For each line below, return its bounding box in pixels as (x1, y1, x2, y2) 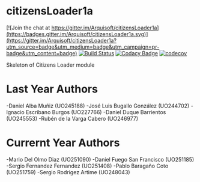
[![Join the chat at (6, 24, 50, 31)
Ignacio (6, 108, 25, 115)
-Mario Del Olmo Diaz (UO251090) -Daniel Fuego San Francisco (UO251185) (6, 156, 195, 163)
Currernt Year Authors (6, 136, 120, 150)
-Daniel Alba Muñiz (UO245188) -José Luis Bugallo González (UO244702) (6, 102, 190, 109)
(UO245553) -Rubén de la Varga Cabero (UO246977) (6, 115, 139, 122)
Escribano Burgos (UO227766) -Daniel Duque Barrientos (26, 108, 166, 115)
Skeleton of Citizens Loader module (6, 61, 95, 68)
